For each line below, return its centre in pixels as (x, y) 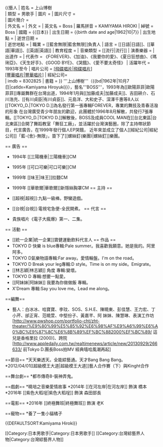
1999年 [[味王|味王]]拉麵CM (40, 177)
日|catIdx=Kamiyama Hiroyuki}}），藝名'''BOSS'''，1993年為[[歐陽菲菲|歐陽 (80, 87)
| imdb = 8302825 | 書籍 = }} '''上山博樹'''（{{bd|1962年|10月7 (67, 81)
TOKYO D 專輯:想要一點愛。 (40, 276)
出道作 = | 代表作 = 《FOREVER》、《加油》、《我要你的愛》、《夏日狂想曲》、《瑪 (81, 56)
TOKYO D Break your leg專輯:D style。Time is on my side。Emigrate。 (83, 264)
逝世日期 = (27, 38)
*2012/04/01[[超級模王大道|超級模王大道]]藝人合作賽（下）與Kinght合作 (77, 366)
